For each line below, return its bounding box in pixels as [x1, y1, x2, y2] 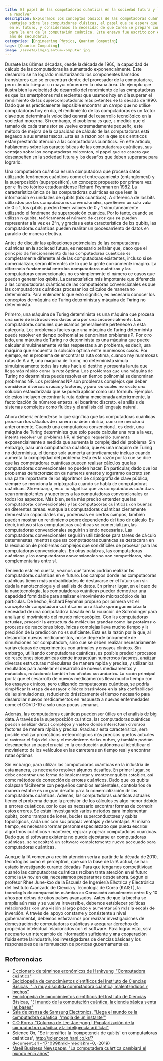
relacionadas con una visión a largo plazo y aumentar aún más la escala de [5, 905, 155, 911]
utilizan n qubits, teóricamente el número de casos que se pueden [5, 215, 137, 221]
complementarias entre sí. [5, 558, 57, 564]
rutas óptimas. [5, 752, 34, 758]
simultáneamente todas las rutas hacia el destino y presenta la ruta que [5, 363, 148, 369]
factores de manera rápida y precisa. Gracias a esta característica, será [5, 726, 148, 732]
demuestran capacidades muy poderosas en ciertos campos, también [5, 511, 145, 517]
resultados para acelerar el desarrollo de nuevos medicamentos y [5, 665, 136, 671]
